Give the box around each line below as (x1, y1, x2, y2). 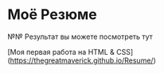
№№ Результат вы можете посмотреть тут (7, 32, 153, 41)
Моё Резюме (7, 6, 97, 24)
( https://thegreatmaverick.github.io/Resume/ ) (7, 56, 156, 65)
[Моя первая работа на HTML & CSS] (7, 47, 134, 56)
